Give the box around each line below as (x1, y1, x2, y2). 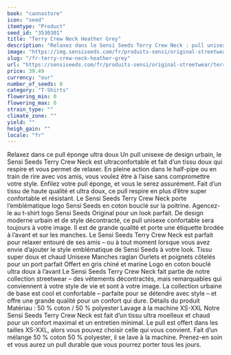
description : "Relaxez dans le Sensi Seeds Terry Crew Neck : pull (7, 42, 205, 49)
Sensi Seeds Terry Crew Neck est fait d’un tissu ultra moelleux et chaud (7, 311, 210, 320)
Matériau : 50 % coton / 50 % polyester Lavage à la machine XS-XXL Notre (7, 304, 220, 312)
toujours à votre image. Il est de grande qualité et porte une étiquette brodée (7, 224, 224, 232)
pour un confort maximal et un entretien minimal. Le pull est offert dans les (7, 319, 219, 327)
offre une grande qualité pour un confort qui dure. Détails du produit (7, 297, 201, 305)
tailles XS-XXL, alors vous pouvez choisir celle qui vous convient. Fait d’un (7, 326, 218, 334)
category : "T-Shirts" (7, 87, 69, 94)
